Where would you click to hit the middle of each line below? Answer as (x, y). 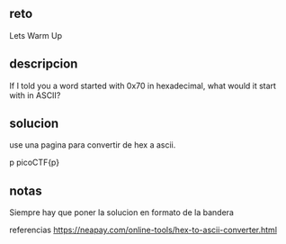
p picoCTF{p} (35, 163)
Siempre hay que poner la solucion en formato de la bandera (121, 212)
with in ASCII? (35, 95)
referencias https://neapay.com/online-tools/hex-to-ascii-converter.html (143, 230)
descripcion (44, 64)
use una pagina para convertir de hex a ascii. (93, 145)
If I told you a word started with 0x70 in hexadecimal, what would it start (143, 86)
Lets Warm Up (36, 35)
